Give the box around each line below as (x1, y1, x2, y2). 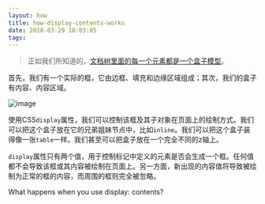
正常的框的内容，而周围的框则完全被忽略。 (21, 172, 160, 181)
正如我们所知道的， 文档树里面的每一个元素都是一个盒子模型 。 (27, 56, 229, 66)
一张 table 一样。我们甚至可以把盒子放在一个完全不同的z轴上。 (21, 135, 223, 145)
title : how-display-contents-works (8, 19, 125, 27)
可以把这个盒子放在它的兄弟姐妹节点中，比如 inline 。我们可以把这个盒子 (8, 125, 244, 134)
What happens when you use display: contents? (8, 187, 164, 197)
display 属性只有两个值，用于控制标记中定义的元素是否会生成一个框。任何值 (8, 152, 255, 161)
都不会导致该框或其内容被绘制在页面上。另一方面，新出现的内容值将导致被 (8, 161, 250, 171)
